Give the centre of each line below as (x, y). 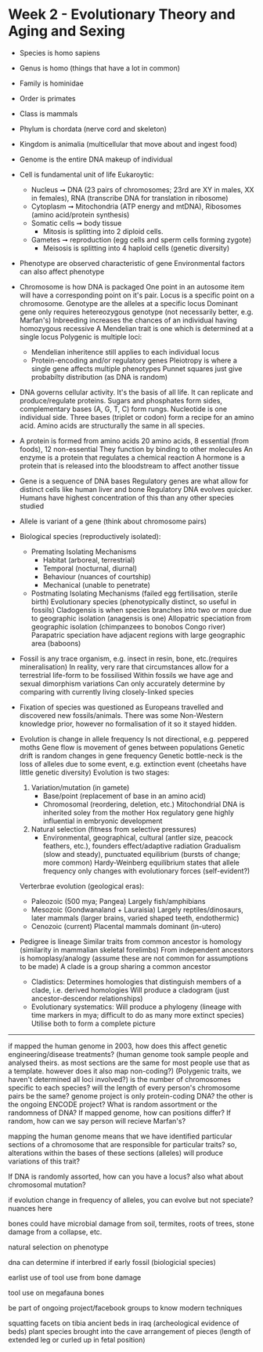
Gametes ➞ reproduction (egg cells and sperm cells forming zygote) (141, 239)
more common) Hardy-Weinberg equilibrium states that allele (141, 862)
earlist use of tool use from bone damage (75, 1277)
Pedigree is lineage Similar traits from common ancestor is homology (131, 941)
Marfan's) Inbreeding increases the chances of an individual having (128, 320)
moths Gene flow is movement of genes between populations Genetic (132, 747)
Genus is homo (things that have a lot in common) (100, 67)
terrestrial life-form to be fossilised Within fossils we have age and (126, 675)
